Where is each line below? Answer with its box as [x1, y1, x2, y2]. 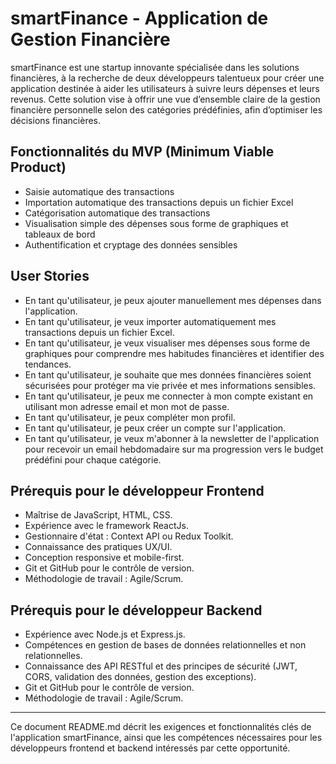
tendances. [24, 358, 72, 370]
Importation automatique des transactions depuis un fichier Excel [24, 196, 294, 208]
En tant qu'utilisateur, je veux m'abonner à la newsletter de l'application [24, 432, 320, 444]
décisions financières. [10, 114, 102, 126]
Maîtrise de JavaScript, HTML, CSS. [24, 509, 173, 521]
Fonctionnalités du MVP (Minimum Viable [10, 143, 275, 161]
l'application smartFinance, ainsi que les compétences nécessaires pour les [10, 732, 323, 744]
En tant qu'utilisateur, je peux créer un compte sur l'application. [24, 422, 287, 434]
